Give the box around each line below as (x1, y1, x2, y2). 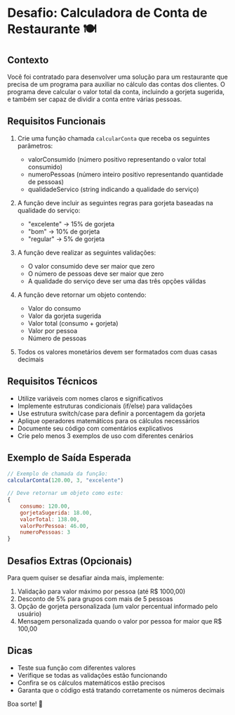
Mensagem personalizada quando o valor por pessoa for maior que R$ (17, 617, 222, 625)
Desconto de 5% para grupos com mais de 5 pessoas (17, 595, 173, 603)
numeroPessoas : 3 (20, 529, 71, 536)
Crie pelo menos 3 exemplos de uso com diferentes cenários (17, 431, 194, 440)
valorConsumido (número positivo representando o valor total (27, 155, 206, 163)
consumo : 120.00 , (20, 503, 71, 510)
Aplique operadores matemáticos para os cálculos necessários (17, 416, 200, 425)
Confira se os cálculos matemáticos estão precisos (17, 678, 166, 687)
